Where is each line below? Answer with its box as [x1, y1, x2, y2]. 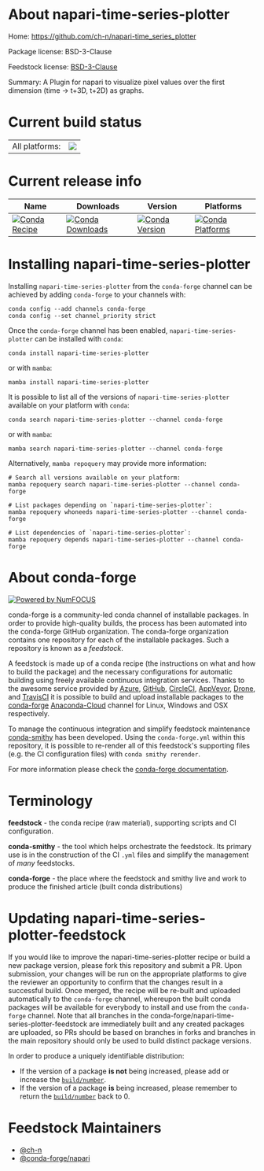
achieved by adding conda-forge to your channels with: [8, 290, 186, 299]
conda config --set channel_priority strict [8, 312, 156, 320]
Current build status [8, 113, 142, 131]
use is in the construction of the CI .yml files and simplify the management [8, 850, 249, 859]
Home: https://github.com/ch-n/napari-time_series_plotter [8, 31, 196, 41]
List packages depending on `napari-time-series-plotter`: [15, 501, 213, 509]
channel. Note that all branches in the [27, 1010, 149, 1020]
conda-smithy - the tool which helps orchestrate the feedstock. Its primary [8, 841, 252, 851]
